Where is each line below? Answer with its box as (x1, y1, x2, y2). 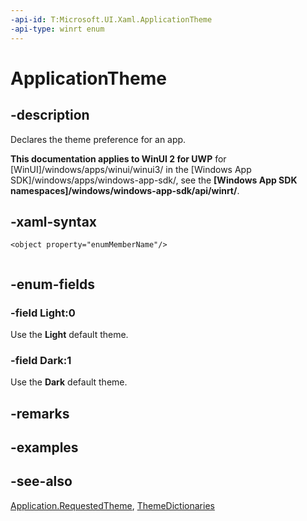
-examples (10, 439, 79, 456)
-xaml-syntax (10, 213, 98, 230)
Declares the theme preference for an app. (10, 133, 187, 145)
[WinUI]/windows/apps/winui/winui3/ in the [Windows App (10, 163, 252, 175)
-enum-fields (10, 276, 95, 293)
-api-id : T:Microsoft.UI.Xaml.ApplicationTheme (10, 14, 213, 25)
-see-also (10, 473, 73, 490)
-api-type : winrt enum (10, 24, 105, 34)
